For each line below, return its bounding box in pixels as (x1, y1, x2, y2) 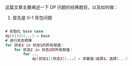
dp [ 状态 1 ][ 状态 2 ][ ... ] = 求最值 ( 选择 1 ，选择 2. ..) (31, 56, 128, 62)
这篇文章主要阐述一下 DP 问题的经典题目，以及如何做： (5, 4, 119, 10)
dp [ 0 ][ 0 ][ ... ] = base (5, 33, 50, 38)
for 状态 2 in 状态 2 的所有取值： (14, 47, 74, 52)
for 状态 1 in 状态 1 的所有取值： (5, 42, 65, 48)
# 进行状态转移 (5, 38, 32, 43)
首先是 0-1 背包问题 (12, 15, 52, 21)
